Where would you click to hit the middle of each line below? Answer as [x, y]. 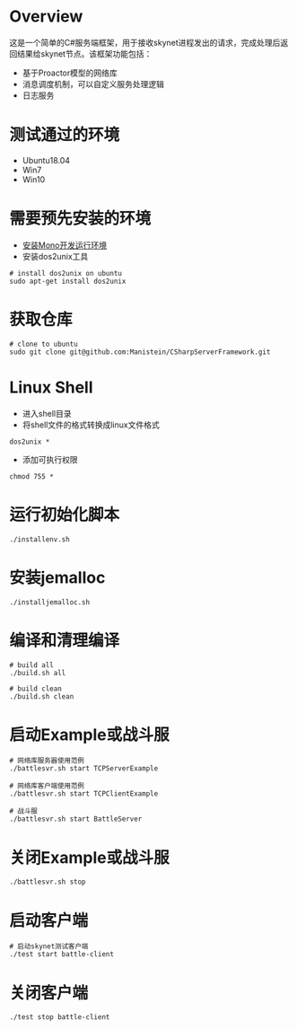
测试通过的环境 [65, 135]
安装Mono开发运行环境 [65, 245]
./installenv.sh [39, 539]
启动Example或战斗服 [89, 735]
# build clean [36, 689]
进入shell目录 [47, 413]
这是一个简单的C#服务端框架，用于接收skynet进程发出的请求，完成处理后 [145, 42]
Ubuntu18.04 [46, 160]
